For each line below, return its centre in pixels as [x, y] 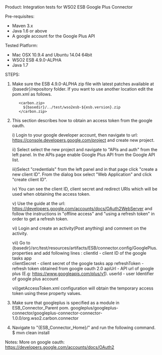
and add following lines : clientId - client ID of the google [90, 253]
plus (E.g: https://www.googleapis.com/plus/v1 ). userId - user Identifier [83, 274]
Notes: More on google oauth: [35, 342]
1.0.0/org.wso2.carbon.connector [45, 318]
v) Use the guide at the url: [39, 203]
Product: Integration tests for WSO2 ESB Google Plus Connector [69, 7]
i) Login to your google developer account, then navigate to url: [75, 135]
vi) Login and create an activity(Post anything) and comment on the [79, 228]
